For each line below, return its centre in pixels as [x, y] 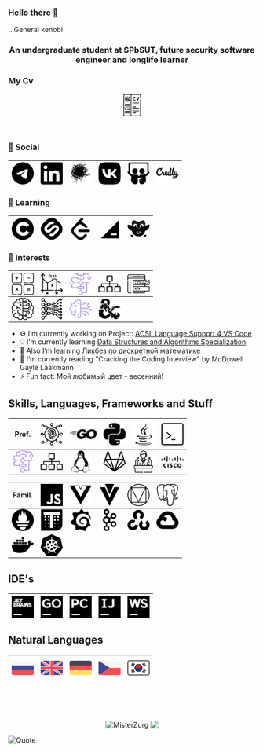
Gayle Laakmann [47, 367]
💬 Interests [29, 258]
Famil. [23, 495]
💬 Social [24, 147]
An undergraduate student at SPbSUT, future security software [132, 50]
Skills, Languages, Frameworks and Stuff [111, 404]
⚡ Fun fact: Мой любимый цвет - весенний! [91, 376]
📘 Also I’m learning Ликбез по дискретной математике [110, 350]
